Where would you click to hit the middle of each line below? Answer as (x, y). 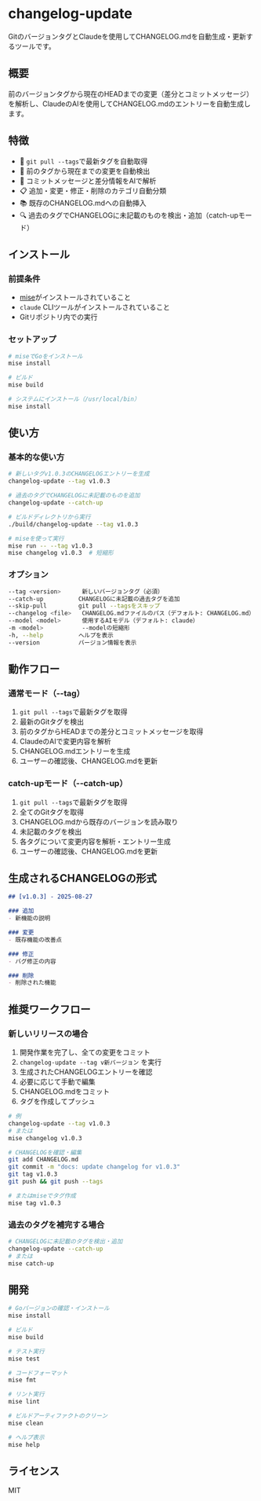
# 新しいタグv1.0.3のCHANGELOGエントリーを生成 (79, 474)
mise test (24, 1359)
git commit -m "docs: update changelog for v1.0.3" (94, 1167)
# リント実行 (26, 1395)
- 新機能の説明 (29, 919)
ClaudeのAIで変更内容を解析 (65, 741)
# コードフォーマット (38, 1373)
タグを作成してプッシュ (57, 1102)
